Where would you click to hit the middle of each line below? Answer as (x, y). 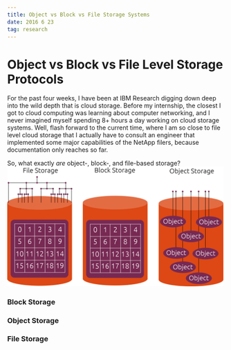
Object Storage (33, 320)
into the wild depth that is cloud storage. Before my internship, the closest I (114, 106)
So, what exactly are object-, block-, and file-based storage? (94, 164)
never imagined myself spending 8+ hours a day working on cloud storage (113, 121)
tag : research (28, 29)
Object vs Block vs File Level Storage (115, 64)
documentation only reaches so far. (58, 150)
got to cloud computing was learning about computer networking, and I (109, 113)
